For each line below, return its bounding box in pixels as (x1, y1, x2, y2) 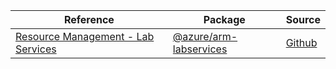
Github (285, 36, 318, 49)
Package (203, 13, 246, 26)
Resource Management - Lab (15, 30, 155, 43)
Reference (63, 13, 115, 26)
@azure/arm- (172, 30, 238, 43)
